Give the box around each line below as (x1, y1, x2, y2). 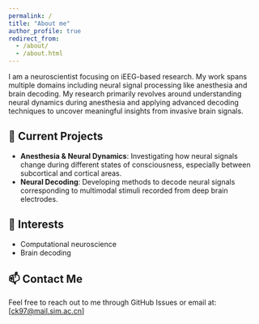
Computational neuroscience (19, 239, 117, 249)
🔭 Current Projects (8, 130, 104, 143)
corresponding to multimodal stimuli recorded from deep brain (19, 185, 228, 195)
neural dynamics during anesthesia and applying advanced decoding (8, 98, 239, 107)
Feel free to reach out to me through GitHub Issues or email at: (8, 297, 217, 308)
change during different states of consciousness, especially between (19, 160, 251, 169)
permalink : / (8, 11, 53, 20)
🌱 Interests (8, 218, 65, 232)
